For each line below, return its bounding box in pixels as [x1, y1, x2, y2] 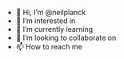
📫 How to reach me [15, 42, 82, 51]
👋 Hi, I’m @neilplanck [15, 8, 86, 17]
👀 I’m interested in [15, 16, 76, 26]
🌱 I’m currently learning [15, 25, 94, 33]
